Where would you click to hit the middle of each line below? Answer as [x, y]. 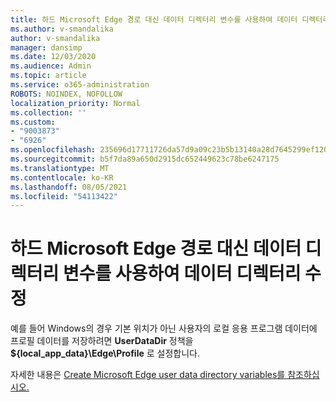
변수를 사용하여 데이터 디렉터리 [182, 273]
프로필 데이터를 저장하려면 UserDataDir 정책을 [102, 341]
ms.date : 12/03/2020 [53, 57]
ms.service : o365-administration [80, 85]
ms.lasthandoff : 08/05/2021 [69, 187]
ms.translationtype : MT [60, 168]
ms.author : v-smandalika [62, 29]
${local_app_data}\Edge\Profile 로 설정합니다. [105, 353]
